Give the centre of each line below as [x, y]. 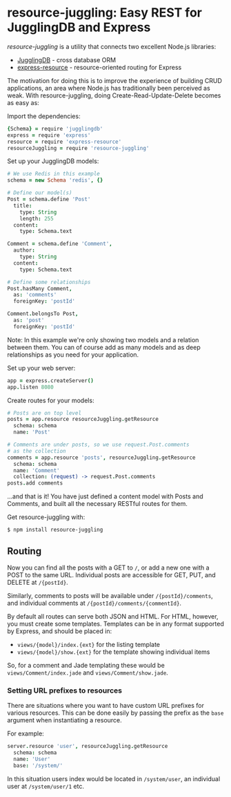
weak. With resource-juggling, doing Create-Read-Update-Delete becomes [114, 95]
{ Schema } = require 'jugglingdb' [55, 129]
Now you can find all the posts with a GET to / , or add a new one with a [108, 568]
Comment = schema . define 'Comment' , [60, 244]
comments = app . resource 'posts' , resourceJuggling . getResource [101, 458]
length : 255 [37, 218]
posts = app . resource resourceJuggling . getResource [83, 420]
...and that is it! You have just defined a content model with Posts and [105, 496]
